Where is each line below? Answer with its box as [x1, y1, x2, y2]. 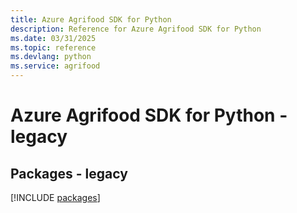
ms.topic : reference [10, 42, 97, 53]
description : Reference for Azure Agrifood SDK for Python [10, 24, 262, 34]
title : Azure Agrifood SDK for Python [10, 14, 172, 25]
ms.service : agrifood [10, 61, 101, 71]
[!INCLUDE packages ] [10, 192, 101, 203]
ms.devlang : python [10, 52, 92, 62]
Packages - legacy [10, 165, 128, 182]
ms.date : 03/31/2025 [10, 33, 97, 43]
